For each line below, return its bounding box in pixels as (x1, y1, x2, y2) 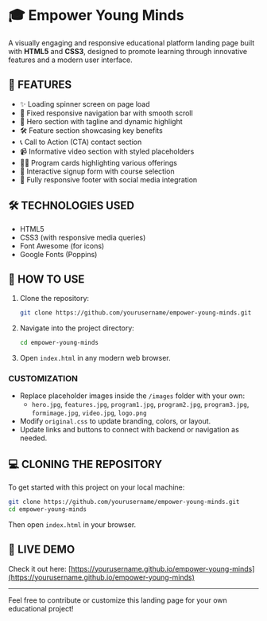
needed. (19, 433, 48, 443)
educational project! (8, 603, 74, 613)
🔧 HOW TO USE (8, 272, 85, 286)
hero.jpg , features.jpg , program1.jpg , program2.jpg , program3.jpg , (31, 400, 250, 409)
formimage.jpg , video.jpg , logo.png (31, 408, 147, 418)
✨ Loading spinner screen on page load (19, 99, 150, 108)
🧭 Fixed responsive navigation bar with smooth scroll (19, 108, 193, 118)
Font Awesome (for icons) (19, 240, 105, 251)
